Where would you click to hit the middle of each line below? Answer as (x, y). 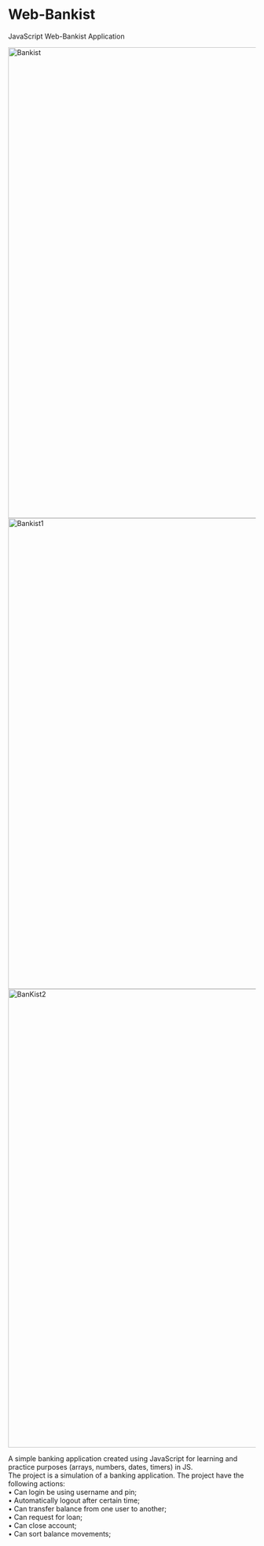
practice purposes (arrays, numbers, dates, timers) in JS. (101, 1467)
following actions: (37, 1483)
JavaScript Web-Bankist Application (66, 36)
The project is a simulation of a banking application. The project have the (126, 1475)
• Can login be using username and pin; (73, 1492)
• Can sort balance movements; (60, 1533)
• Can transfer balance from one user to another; (88, 1508)
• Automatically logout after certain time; (74, 1500)
